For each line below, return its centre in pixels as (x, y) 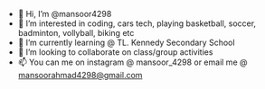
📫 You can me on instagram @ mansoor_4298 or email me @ (132, 62)
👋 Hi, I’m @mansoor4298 (65, 14)
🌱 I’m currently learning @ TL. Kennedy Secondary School (126, 42)
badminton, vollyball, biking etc (76, 33)
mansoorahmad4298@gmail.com (80, 75)
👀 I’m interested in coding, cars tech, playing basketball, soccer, (137, 23)
